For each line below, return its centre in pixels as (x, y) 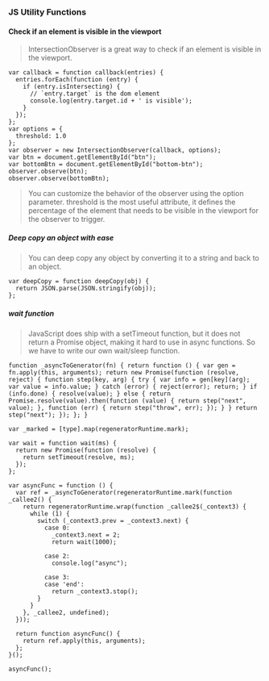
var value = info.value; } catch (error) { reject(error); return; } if (133, 387)
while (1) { (50, 514)
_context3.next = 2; (86, 535)
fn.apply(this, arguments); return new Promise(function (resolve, (124, 373)
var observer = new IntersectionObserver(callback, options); (115, 150)
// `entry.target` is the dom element (95, 94)
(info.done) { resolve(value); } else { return (90, 394)
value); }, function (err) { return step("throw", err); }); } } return (133, 408)
